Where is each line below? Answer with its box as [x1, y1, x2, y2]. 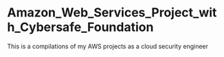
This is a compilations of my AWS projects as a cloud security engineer [7, 42, 208, 50]
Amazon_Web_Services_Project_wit [7, 5, 217, 21]
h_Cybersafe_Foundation [7, 19, 154, 35]
